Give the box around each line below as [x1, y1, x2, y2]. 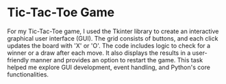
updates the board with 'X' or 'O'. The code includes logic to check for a [7, 41, 211, 49]
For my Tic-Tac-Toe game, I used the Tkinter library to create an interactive [7, 27, 219, 35]
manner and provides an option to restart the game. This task [30, 56, 203, 64]
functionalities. [7, 70, 49, 79]
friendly [7, 56, 29, 64]
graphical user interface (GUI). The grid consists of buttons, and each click [7, 34, 218, 42]
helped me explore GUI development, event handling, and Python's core [7, 63, 211, 71]
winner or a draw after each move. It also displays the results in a [7, 49, 191, 57]
